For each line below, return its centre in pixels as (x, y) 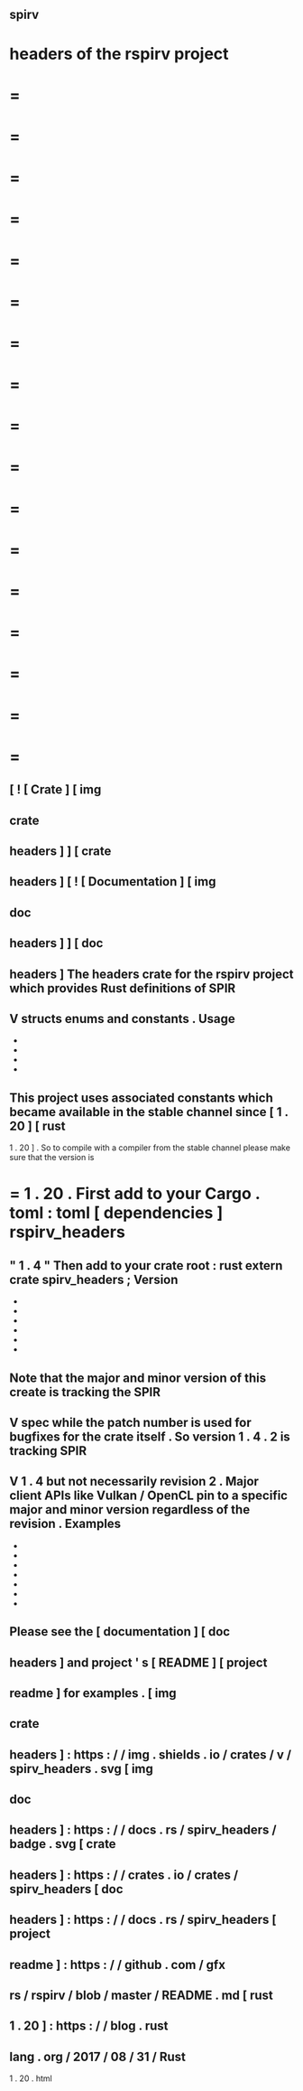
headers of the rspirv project (119, 54)
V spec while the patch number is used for (131, 1422)
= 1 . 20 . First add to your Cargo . (135, 1194)
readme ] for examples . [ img (93, 1693)
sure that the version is (52, 1158)
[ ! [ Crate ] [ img (55, 790)
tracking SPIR (48, 1451)
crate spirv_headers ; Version (94, 1279)
